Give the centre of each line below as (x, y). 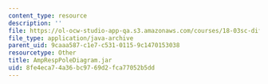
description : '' (35, 23)
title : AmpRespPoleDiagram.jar (60, 61)
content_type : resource (48, 16)
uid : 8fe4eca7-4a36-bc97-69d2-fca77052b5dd (82, 68)
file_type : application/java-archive (71, 38)
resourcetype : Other (43, 53)
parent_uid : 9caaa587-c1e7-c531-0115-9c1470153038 (94, 46)
